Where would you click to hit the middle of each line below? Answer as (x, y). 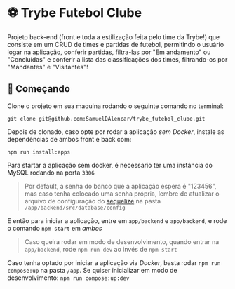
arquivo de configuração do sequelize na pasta (93, 201)
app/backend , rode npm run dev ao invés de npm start (101, 249)
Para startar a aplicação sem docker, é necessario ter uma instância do (110, 165)
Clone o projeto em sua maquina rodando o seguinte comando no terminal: (115, 106)
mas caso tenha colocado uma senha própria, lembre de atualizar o (122, 194)
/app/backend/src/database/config (75, 208)
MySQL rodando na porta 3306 (51, 173)
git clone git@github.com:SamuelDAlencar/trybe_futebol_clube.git (106, 119)
